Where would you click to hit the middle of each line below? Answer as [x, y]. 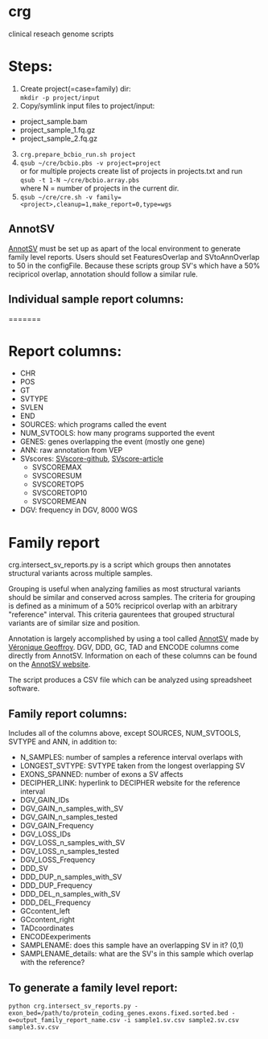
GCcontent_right [47, 920]
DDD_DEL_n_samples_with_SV [70, 894]
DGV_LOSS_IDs [45, 834]
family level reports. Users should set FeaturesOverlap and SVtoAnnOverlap [134, 257]
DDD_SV [34, 869]
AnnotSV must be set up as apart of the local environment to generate [125, 248]
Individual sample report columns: [96, 300]
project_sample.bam [54, 121]
